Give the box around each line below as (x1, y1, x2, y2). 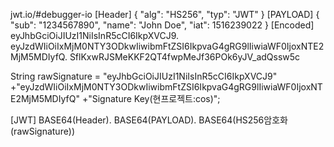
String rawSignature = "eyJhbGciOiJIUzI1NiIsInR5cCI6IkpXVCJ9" (10, 70, 278, 82)
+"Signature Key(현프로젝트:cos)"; (81, 93, 221, 104)
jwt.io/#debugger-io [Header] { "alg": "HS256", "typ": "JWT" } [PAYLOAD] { (10, 9, 320, 20)
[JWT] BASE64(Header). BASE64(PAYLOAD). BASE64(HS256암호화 (10, 114, 288, 126)
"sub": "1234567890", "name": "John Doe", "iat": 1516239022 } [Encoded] (10, 19, 315, 31)
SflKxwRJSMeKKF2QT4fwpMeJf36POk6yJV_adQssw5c (69, 51, 301, 63)
